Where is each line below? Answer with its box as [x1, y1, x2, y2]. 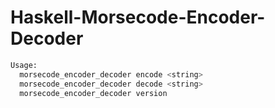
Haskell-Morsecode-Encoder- [10, 6, 266, 29]
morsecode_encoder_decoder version [19, 88, 168, 98]
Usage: [10, 60, 38, 70]
